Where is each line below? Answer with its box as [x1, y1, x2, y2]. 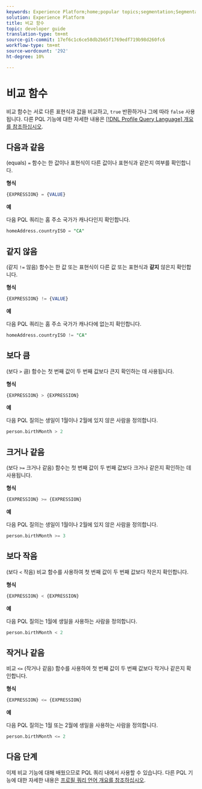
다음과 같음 [6, 142, 45, 152]
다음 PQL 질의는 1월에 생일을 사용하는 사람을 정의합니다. [6, 617, 138, 625]
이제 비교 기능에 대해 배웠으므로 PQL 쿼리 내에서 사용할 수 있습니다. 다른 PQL [6, 769, 187, 776]
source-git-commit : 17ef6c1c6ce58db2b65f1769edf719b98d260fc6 [6, 37, 165, 43]
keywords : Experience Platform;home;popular [6, 8, 120, 15]
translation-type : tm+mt [6, 31, 69, 37]
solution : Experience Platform [6, 14, 85, 20]
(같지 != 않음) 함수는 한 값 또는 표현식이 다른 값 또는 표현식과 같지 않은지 [6, 263, 176, 270]
